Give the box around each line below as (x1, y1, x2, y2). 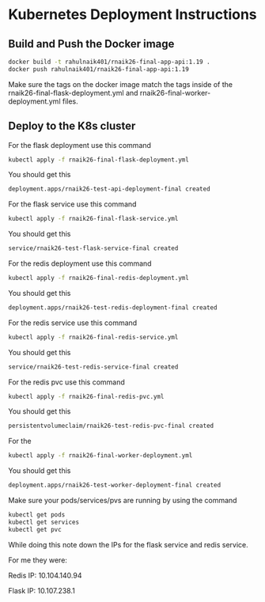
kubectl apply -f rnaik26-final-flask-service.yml (8, 215, 179, 223)
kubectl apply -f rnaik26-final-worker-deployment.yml (8, 452, 193, 460)
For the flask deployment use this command (8, 140, 152, 150)
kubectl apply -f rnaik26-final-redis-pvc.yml (8, 392, 165, 400)
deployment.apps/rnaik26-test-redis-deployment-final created (8, 303, 218, 312)
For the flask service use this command (8, 199, 137, 209)
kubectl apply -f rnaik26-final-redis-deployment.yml (8, 274, 190, 282)
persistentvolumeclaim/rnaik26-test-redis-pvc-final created (8, 422, 214, 430)
